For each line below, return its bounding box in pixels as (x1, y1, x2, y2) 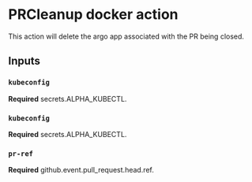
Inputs (8, 54, 41, 68)
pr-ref (8, 149, 34, 158)
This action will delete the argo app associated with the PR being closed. (8, 32, 245, 41)
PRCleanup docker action (8, 6, 179, 24)
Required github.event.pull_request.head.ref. (8, 165, 154, 175)
